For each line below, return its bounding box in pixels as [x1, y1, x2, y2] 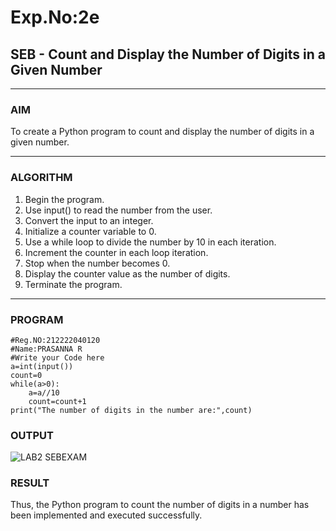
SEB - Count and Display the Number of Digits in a [10, 46, 326, 63]
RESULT [10, 476, 50, 490]
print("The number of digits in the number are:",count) [10, 405, 253, 415]
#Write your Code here [10, 352, 105, 363]
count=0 [10, 370, 43, 380]
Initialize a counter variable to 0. [24, 225, 157, 237]
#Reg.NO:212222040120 [10, 335, 101, 345]
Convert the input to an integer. [24, 214, 154, 226]
